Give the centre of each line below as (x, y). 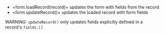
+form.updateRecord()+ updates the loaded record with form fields (80, 12)
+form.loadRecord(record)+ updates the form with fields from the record (86, 7)
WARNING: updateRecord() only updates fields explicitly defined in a (74, 22)
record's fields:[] (24, 27)
